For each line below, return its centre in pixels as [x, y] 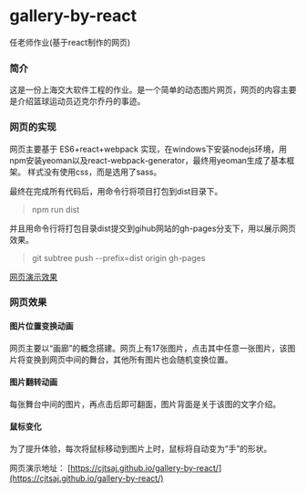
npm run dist [56, 209]
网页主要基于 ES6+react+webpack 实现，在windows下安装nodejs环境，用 [148, 149]
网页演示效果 [33, 277]
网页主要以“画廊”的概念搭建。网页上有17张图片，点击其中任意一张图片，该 [148, 348]
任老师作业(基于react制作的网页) [70, 42]
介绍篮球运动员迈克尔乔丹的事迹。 [81, 101]
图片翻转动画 [33, 382]
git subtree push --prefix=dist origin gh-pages [118, 257]
